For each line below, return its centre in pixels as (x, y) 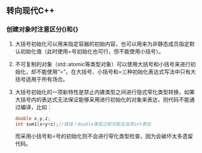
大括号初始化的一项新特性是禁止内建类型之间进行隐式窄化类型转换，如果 (105, 92)
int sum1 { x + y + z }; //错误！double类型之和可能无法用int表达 (83, 124)
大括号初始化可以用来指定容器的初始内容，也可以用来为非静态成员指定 (102, 43)
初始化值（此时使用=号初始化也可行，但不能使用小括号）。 (92, 51)
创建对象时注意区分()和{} (43, 30)
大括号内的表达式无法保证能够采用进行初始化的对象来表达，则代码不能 (102, 99)
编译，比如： (36, 107)
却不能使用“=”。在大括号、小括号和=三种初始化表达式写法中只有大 (113, 72)
